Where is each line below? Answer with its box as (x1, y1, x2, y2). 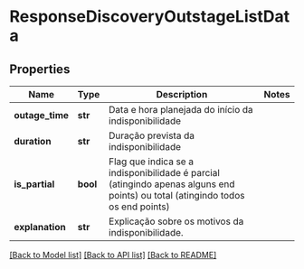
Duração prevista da (108, 129, 195, 142)
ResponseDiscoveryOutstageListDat (9, 6, 290, 27)
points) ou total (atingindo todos (108, 190, 245, 201)
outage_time (14, 109, 70, 121)
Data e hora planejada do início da (108, 104, 253, 116)
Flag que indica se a (108, 155, 195, 168)
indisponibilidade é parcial (108, 167, 220, 179)
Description (156, 88, 208, 100)
